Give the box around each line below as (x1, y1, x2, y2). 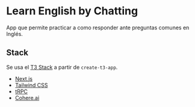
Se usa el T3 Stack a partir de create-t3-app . (6, 63, 118, 71)
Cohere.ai (14, 94, 40, 101)
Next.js (14, 75, 33, 82)
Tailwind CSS (14, 81, 48, 88)
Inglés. (6, 30, 23, 37)
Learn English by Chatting (6, 4, 138, 18)
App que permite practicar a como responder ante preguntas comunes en (6, 24, 190, 31)
